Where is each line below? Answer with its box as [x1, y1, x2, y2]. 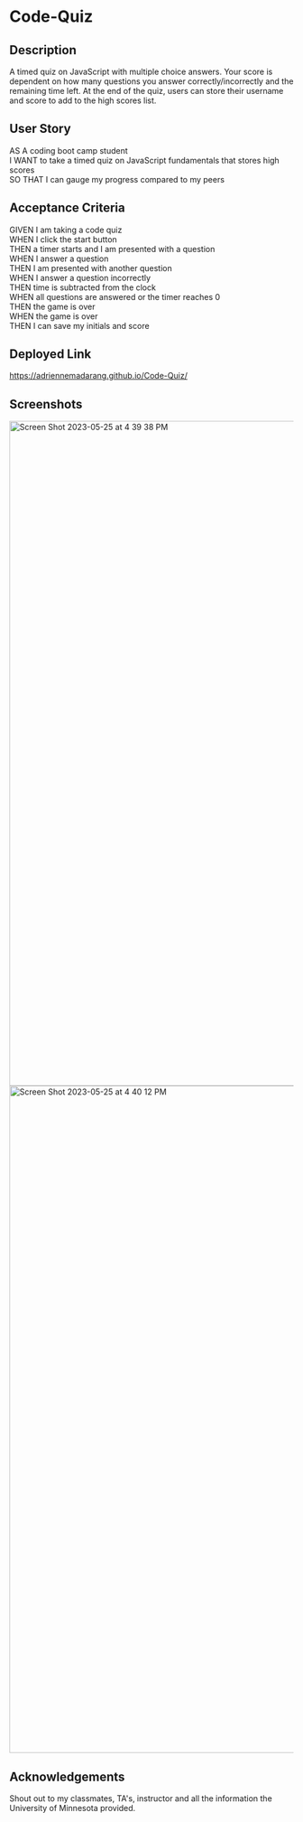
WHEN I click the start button [9, 233, 117, 245]
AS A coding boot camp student [9, 145, 128, 155]
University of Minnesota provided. [9, 1803, 136, 1814]
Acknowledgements [9, 1769, 125, 1784]
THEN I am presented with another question [9, 262, 173, 273]
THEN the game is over [9, 301, 96, 312]
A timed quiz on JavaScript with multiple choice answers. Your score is [9, 66, 273, 77]
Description [9, 42, 77, 58]
